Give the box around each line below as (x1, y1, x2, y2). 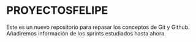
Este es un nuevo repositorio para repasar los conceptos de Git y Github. (6, 23, 190, 31)
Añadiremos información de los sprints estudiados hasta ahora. (6, 29, 167, 37)
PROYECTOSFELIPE (6, 4, 108, 17)
